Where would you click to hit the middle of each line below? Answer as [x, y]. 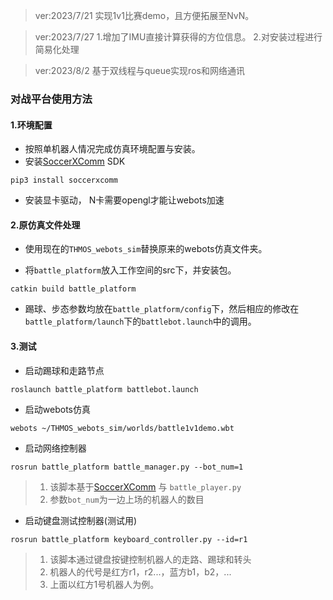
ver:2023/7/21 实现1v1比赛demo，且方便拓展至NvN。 [144, 15]
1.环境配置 [31, 125]
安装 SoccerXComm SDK [75, 161]
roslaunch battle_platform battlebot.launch [104, 389]
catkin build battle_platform [73, 289]
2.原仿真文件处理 [45, 225]
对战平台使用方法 [51, 99]
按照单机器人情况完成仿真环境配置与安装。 [112, 149]
